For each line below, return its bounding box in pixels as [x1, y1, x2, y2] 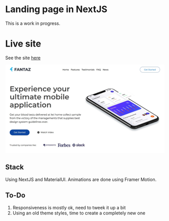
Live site [5, 38, 41, 50]
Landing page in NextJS [5, 4, 108, 15]
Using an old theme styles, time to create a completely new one [12, 210, 146, 216]
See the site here [5, 55, 41, 61]
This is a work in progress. [5, 20, 61, 26]
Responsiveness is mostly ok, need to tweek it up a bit [12, 204, 126, 210]
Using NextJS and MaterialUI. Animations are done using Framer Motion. [5, 176, 157, 183]
